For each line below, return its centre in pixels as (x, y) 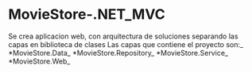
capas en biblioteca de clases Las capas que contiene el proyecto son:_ (126, 44)
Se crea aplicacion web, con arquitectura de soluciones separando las (123, 36)
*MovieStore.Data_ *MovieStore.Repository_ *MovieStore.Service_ (118, 53)
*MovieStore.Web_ (39, 61)
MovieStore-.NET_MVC (87, 15)
